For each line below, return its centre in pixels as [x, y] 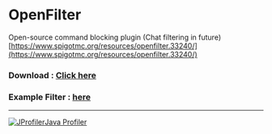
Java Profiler [66, 122]
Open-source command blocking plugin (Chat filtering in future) [115, 37]
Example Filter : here [50, 97]
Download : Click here [53, 75]
